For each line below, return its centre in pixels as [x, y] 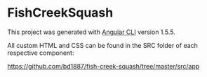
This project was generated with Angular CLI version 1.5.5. [91, 32]
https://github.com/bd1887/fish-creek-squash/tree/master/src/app [103, 66]
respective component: [41, 53]
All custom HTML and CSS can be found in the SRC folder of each [103, 45]
